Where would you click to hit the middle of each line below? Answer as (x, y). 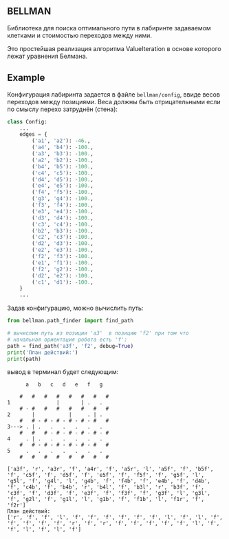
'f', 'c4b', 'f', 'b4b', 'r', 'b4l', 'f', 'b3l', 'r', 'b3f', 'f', (106, 487)
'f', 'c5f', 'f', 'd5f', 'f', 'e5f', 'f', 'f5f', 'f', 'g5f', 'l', (106, 476)
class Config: (28, 121)
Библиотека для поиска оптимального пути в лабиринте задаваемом (109, 28)
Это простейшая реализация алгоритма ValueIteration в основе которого (114, 48)
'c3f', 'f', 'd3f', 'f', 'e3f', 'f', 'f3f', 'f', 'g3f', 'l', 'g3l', (109, 493)
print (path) (24, 359)
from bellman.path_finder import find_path (70, 321)
